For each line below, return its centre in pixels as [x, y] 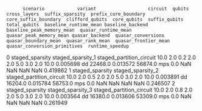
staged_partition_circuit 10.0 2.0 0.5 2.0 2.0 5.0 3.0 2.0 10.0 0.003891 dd [97, 77]
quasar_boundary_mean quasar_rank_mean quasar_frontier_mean [88, 41]
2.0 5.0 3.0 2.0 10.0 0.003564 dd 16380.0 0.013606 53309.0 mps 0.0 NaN [99, 96]
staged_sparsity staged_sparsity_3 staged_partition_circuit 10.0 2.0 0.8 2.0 [99, 90]
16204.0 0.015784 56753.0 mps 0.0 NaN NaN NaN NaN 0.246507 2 [91, 83]
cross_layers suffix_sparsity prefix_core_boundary [76, 14]
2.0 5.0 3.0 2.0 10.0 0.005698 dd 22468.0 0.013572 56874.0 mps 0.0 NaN [99, 64]
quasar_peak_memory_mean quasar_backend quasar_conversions [85, 35]
